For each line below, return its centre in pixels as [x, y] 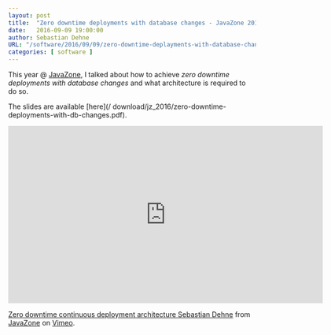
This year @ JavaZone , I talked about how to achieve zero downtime [119, 74]
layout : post [29, 15]
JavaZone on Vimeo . [42, 323]
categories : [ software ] [50, 52]
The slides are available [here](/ [60, 106]
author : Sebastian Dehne [49, 37]
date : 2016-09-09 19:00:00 [56, 30]
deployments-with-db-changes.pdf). [68, 115]
